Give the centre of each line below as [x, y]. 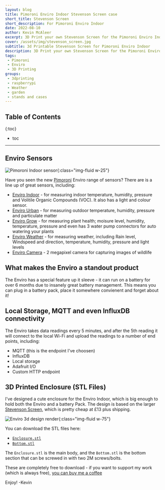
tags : [11, 56]
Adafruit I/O [24, 366]
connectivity [25, 319]
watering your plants [33, 231]
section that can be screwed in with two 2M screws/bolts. [63, 458]
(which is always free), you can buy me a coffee [54, 473]
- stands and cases [27, 97]
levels [18, 247]
